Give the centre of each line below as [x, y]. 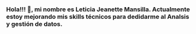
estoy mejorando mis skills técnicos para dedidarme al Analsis [98, 16]
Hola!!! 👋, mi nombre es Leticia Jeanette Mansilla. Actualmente [98, 9]
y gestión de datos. [34, 24]
